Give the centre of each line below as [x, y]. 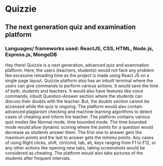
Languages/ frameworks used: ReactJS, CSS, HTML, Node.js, [79, 48]
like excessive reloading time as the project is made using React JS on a [77, 75]
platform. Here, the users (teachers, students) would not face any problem [80, 70]
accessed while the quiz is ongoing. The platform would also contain [74, 106]
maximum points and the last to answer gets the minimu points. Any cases [80, 137]
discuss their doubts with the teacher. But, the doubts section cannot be [77, 101]
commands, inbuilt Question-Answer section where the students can [74, 96]
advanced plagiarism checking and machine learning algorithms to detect [79, 111]
